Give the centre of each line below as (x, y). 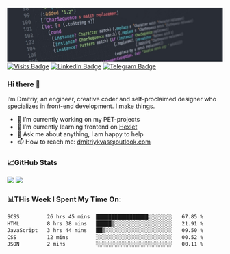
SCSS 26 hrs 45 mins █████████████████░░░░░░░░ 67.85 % (105, 216)
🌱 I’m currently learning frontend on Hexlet (77, 127)
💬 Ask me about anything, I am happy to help (80, 134)
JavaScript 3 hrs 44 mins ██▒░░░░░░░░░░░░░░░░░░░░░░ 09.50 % (105, 230)
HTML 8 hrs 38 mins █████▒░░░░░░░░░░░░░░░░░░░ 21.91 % (105, 223)
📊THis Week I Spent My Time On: (64, 199)
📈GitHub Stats (33, 163)
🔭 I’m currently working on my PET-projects (78, 120)
